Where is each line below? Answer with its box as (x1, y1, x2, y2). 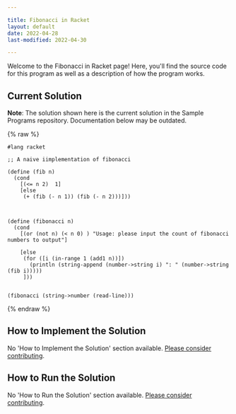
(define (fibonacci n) (7, 218, 74, 225)
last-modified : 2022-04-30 (7, 36, 87, 43)
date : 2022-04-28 (7, 30, 59, 37)
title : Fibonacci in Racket (7, 16, 90, 23)
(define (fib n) (7, 168, 55, 176)
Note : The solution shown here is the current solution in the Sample (7, 109, 204, 117)
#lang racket (7, 144, 46, 151)
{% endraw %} (7, 305, 51, 314)
